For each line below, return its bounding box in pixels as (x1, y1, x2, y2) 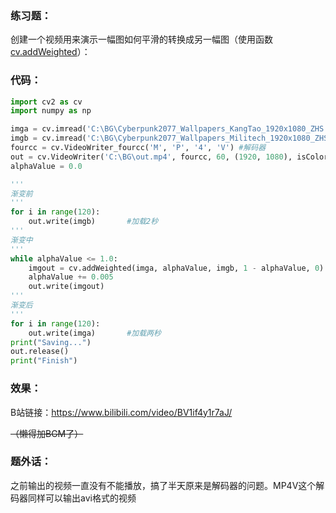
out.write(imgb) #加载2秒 (28, 217, 159, 227)
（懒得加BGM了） (10, 427, 84, 439)
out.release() (10, 347, 70, 357)
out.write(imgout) (28, 282, 105, 292)
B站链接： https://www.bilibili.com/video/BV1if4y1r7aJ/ (10, 406, 233, 418)
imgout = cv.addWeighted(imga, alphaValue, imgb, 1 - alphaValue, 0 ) (28, 263, 325, 273)
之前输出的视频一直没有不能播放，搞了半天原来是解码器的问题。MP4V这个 (10, 479, 317, 491)
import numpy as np (10, 106, 92, 116)
